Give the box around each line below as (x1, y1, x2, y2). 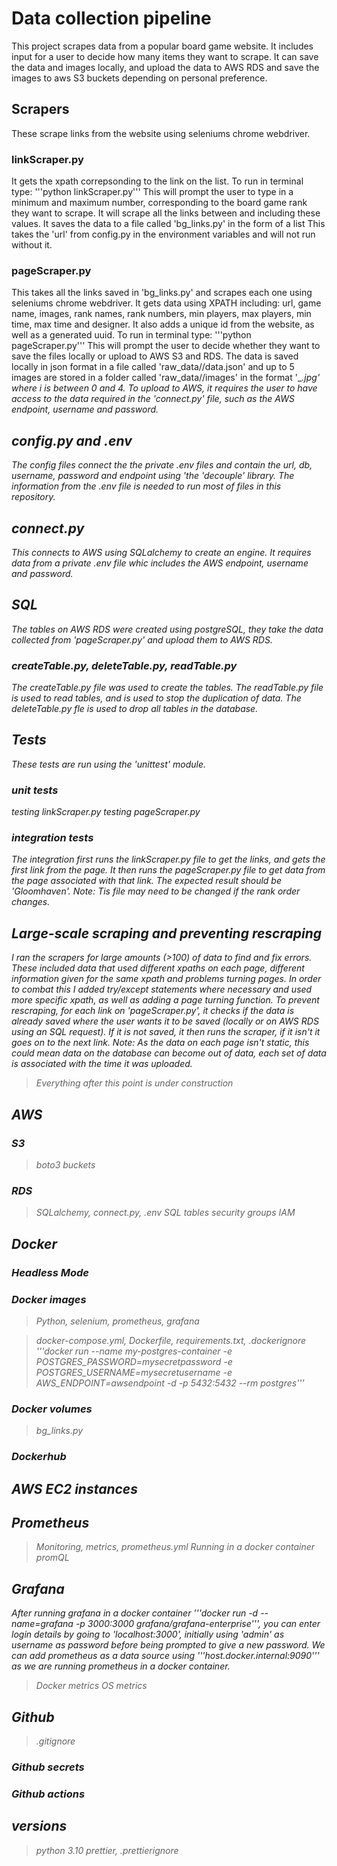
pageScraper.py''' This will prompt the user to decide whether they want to (11, 340, 321, 352)
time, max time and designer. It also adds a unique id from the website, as (11, 318, 315, 331)
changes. (11, 896, 51, 908)
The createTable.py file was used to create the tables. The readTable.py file (11, 682, 324, 694)
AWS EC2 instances (11, 1480, 138, 1497)
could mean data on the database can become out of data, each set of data (11, 1047, 327, 1059)
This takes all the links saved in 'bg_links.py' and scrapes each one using (11, 287, 313, 299)
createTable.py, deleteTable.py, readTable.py (11, 658, 238, 672)
